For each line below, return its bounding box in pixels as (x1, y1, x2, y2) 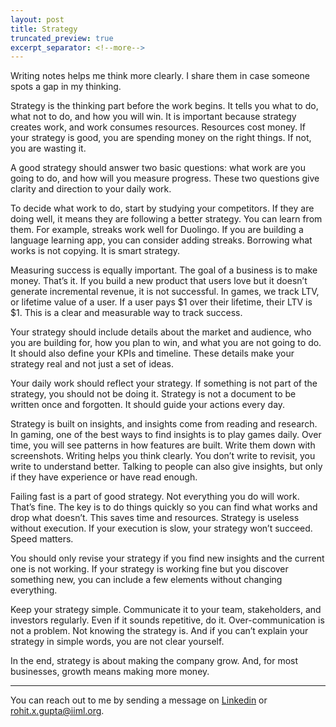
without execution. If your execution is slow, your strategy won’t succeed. (10, 522, 313, 535)
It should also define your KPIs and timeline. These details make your (10, 347, 295, 360)
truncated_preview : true (10, 33, 114, 43)
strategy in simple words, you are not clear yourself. (10, 636, 225, 648)
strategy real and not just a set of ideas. (10, 358, 174, 370)
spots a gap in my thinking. (10, 81, 122, 93)
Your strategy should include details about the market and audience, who (10, 326, 312, 338)
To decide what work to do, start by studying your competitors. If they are (10, 202, 315, 215)
